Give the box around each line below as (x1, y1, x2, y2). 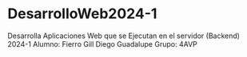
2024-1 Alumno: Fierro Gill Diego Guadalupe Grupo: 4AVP (7, 39, 197, 48)
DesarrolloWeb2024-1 (7, 5, 157, 23)
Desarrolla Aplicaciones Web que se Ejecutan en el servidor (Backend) (7, 31, 241, 40)
